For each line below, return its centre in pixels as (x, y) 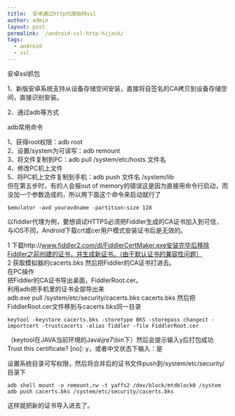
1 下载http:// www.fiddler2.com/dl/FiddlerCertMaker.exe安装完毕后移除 (108, 245)
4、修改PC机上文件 (35, 168)
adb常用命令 (25, 127)
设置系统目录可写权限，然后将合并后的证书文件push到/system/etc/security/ (116, 363)
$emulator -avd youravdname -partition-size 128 (80, 207)
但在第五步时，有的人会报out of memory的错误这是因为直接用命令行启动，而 (118, 186)
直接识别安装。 (41, 97)
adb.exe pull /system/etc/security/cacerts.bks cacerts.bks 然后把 (101, 298)
